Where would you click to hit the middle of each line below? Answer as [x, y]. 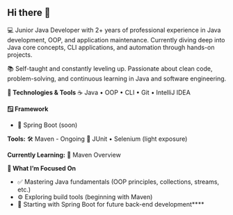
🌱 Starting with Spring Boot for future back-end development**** [111, 204]
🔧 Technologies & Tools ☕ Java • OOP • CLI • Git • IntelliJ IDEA [99, 92]
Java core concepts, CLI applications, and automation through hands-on [111, 47]
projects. [20, 54]
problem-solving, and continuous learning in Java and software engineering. [117, 78]
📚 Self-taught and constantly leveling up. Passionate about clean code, [110, 68]
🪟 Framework [28, 109]
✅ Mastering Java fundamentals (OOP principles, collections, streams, [118, 182]
